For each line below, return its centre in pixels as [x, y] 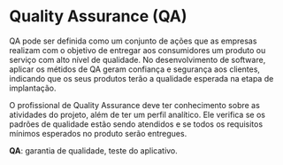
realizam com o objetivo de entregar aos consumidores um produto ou [138, 50]
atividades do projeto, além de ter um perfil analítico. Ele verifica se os [137, 114]
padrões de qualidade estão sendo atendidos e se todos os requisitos [136, 124]
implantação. [33, 88]
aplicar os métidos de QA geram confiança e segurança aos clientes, [135, 69]
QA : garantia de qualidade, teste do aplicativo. [94, 150]
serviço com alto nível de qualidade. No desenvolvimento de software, [138, 59]
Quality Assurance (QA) [98, 16]
